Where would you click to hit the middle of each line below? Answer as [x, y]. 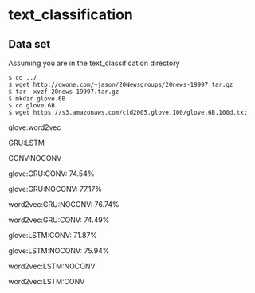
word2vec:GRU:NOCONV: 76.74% [64, 204]
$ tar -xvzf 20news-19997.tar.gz [64, 92]
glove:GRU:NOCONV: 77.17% [55, 189]
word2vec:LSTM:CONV [47, 281]
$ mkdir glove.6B [37, 99]
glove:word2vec [35, 127]
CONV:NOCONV [35, 158]
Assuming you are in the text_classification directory [94, 63]
